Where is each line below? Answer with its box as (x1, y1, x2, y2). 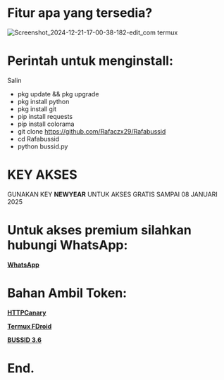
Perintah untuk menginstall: (7, 53, 174, 69)
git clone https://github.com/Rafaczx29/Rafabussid (17, 127, 166, 135)
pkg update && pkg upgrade (17, 89, 99, 98)
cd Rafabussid (17, 134, 60, 143)
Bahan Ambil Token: (7, 285, 127, 300)
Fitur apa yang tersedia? (7, 5, 153, 21)
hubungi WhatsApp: (7, 237, 128, 253)
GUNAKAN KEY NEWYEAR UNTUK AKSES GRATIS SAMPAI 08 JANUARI (7, 190, 218, 198)
